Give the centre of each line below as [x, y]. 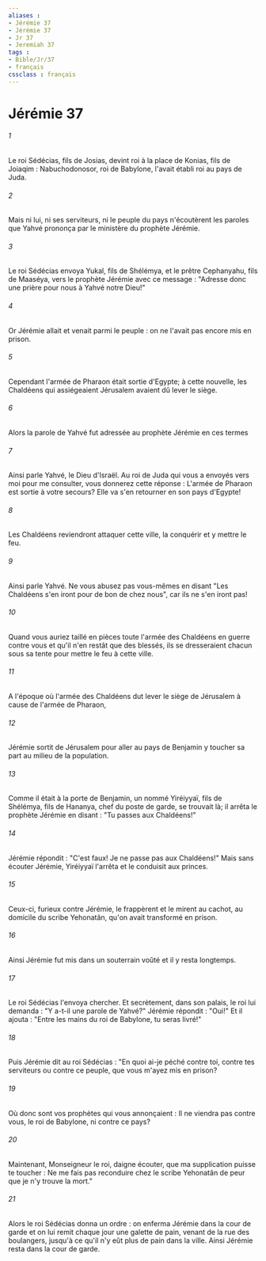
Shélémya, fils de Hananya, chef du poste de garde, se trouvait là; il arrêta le [133, 807]
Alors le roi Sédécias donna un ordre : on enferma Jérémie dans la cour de [130, 1224]
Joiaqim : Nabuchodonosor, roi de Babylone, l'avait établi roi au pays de [125, 169]
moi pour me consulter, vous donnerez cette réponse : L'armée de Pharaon [131, 484]
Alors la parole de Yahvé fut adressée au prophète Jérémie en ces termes [128, 433]
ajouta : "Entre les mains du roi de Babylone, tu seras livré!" [105, 1020]
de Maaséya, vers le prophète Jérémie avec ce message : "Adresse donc [127, 279]
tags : [19, 52]
